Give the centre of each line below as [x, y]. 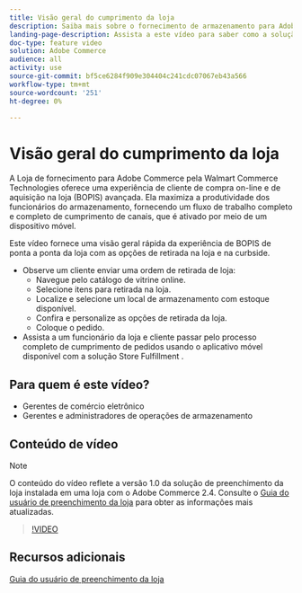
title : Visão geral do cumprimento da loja [92, 18]
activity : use [36, 68]
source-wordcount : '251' [56, 93]
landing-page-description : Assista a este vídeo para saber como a [138, 34]
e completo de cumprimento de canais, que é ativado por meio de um [138, 217]
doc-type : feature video [56, 43]
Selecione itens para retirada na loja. [103, 289]
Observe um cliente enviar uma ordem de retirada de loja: [129, 270]
